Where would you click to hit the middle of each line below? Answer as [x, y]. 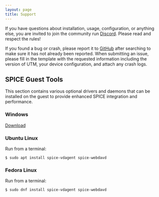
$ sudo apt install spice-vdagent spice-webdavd [56, 158]
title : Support [21, 14]
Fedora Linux [21, 170]
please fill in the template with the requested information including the [76, 59]
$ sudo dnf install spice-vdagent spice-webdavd [56, 190]
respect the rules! [23, 39]
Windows [17, 115]
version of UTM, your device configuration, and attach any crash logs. [76, 64]
